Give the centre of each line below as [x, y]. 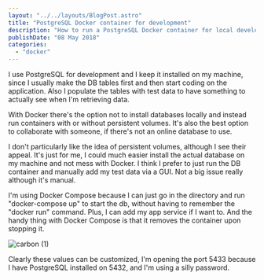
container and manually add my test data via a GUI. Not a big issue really [126, 171]
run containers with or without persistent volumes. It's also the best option [128, 123]
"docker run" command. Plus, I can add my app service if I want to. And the [130, 212]
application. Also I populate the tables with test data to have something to [127, 91]
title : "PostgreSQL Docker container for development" [100, 23]
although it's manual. [42, 180]
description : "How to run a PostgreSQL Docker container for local [121, 30]
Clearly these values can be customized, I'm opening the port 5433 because [132, 259]
